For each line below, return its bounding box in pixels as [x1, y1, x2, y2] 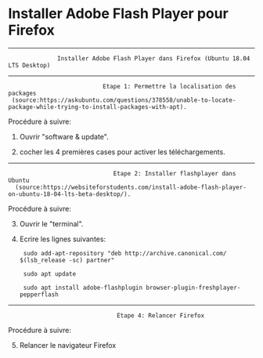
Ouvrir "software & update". [19, 132, 109, 141]
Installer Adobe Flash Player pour [8, 5, 229, 23]
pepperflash [19, 291, 59, 298]
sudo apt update [23, 269, 77, 278]
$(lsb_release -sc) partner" [19, 256, 115, 264]
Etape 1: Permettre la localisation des [103, 82, 236, 90]
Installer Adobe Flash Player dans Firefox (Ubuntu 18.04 [57, 54, 250, 63]
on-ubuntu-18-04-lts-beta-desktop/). [8, 190, 131, 198]
